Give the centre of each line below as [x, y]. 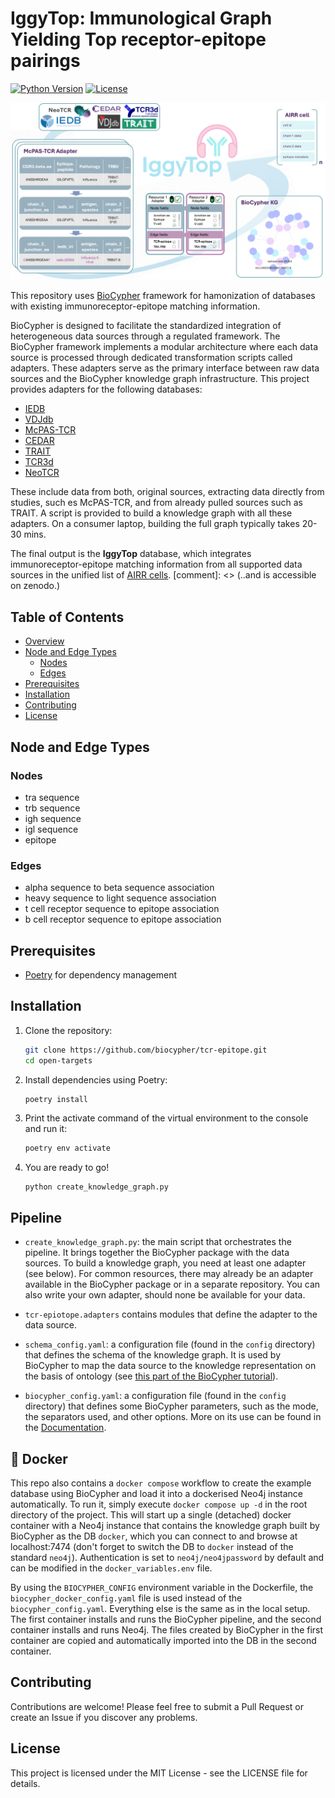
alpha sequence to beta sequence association [119, 888]
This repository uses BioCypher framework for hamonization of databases [163, 296]
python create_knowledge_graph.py [96, 1187]
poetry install [56, 1099]
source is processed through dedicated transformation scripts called [151, 358]
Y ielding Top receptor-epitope [138, 39]
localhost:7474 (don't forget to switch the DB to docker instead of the [152, 1546]
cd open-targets [58, 1060]
